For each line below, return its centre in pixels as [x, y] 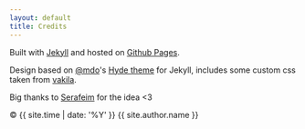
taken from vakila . [43, 79]
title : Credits [38, 26]
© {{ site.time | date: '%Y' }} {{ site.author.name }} [104, 114]
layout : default [40, 18]
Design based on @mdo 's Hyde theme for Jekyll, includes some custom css [153, 70]
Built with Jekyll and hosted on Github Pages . [95, 52]
